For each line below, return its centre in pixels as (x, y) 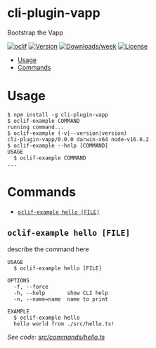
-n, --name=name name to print (61, 299)
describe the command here (48, 249)
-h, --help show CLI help (61, 293)
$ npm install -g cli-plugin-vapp (58, 114)
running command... (36, 127)
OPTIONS (19, 280)
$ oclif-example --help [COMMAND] (58, 145)
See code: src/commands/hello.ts (56, 337)
